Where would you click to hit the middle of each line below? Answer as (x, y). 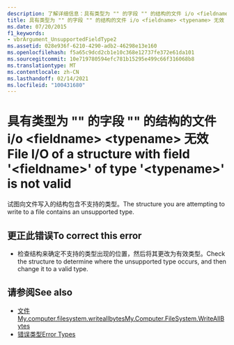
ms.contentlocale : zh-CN (43, 72)
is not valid (39, 184)
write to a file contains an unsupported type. (71, 212)
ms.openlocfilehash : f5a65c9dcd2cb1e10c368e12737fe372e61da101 (101, 53)
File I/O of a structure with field (99, 154)
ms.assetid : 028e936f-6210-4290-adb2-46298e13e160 (82, 46)
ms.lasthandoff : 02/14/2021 (48, 78)
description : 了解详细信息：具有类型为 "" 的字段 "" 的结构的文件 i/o (101, 14)
